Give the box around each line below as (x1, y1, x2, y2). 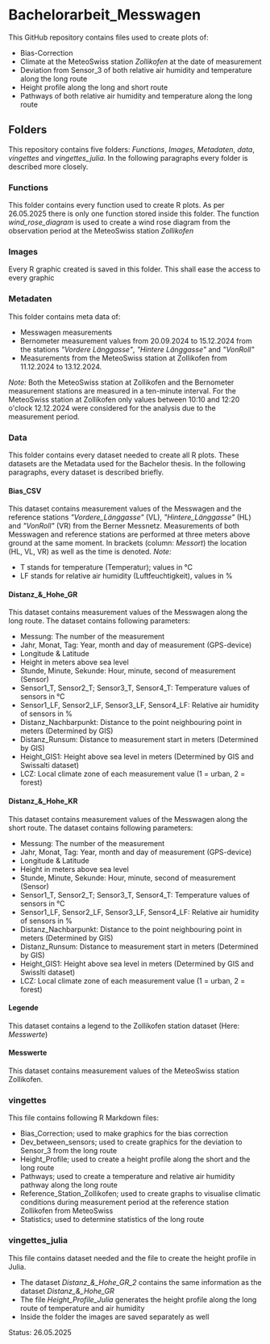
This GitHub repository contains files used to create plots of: (8, 32, 209, 42)
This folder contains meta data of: (8, 311, 121, 321)
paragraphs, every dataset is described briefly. (8, 467, 164, 477)
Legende (8, 1003, 39, 1013)
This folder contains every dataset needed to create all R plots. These (8, 450, 239, 460)
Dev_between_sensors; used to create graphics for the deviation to (19, 1137, 243, 1147)
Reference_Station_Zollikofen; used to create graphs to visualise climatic (19, 1189, 261, 1199)
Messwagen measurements (19, 327, 113, 337)
